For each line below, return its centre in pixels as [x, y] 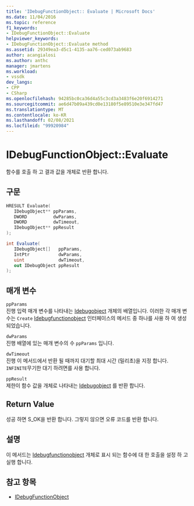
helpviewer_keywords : [32, 39]
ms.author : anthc [27, 60]
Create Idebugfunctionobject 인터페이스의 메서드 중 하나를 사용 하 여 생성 [102, 318]
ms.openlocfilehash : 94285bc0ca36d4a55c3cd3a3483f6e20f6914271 [85, 98]
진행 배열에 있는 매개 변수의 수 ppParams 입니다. [60, 343]
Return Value [30, 404]
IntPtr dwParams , [48, 254]
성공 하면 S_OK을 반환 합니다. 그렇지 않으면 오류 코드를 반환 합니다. [82, 419]
